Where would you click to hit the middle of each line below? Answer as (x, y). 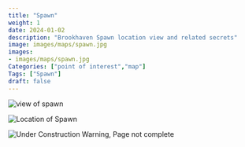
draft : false (30, 81)
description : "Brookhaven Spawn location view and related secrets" (123, 37)
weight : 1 (24, 23)
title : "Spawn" (33, 15)
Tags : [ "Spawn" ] (35, 74)
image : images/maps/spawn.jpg (58, 45)
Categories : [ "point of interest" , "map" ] (77, 67)
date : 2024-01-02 (37, 30)
